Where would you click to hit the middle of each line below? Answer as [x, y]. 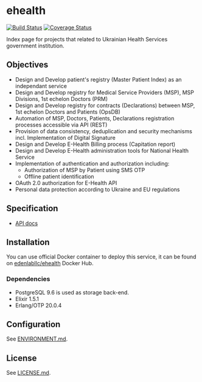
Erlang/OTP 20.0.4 [38, 305]
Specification [32, 208]
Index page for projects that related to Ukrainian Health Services [87, 39]
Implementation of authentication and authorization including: [92, 163]
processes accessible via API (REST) [61, 125]
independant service [41, 86]
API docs [26, 223]
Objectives [27, 65]
